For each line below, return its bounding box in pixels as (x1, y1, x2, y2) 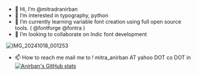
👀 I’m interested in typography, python (14, 12, 109, 19)
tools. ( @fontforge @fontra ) (14, 24, 85, 31)
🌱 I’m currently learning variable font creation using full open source (14, 18, 182, 25)
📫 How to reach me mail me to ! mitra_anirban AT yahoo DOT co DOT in (14, 54, 191, 61)
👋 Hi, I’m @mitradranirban (14, 6, 78, 12)
